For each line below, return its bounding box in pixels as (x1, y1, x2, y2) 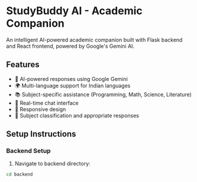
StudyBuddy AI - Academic (6, 4, 143, 18)
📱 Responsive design (14, 105, 66, 113)
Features (6, 60, 40, 70)
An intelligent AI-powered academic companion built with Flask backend (6, 36, 183, 43)
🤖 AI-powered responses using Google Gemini (14, 75, 128, 82)
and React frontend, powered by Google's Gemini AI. (6, 43, 135, 50)
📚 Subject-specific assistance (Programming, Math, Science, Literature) (14, 90, 192, 98)
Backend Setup (6, 147, 51, 155)
